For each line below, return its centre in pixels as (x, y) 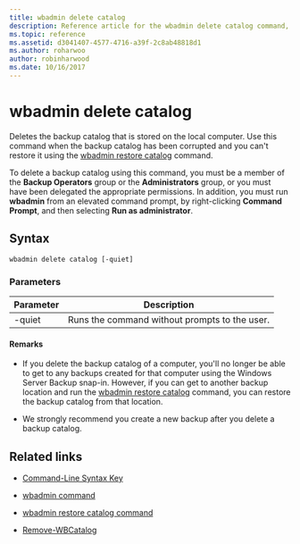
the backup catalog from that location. (92, 402)
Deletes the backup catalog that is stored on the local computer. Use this (143, 136)
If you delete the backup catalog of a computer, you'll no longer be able (154, 364)
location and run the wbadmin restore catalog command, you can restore (156, 392)
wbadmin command (58, 495)
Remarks (26, 344)
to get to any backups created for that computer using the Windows (147, 373)
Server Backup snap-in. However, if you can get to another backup (145, 383)
